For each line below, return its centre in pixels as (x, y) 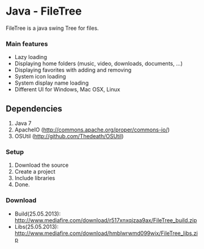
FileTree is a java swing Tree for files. (52, 28)
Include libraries (35, 178)
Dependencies (34, 109)
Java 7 (23, 124)
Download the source (42, 165)
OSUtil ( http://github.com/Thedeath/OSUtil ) (69, 136)
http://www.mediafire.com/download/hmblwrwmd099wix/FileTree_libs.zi (106, 233)
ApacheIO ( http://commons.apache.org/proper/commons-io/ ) (92, 130)
